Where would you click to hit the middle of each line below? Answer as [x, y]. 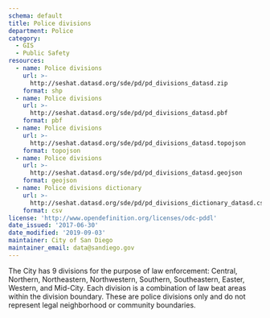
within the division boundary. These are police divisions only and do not [127, 296]
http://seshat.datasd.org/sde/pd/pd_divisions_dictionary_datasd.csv [148, 203]
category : [25, 38]
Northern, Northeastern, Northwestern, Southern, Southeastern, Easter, [127, 279]
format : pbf [43, 121]
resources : [27, 61]
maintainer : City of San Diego [61, 241]
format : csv [43, 210]
